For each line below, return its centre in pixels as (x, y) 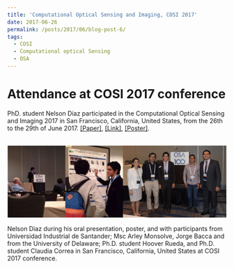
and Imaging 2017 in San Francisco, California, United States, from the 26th (115, 120)
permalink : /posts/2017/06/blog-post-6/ (67, 29)
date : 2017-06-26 (32, 22)
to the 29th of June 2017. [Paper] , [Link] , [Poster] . (78, 128)
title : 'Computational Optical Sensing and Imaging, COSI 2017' (102, 15)
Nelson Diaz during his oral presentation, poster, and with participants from (115, 229)
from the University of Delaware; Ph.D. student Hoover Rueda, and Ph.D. (111, 244)
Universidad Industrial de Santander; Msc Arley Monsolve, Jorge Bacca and (116, 236)
